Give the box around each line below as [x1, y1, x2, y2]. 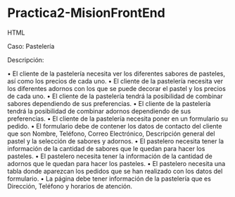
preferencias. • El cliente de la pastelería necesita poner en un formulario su [7, 114, 229, 123]
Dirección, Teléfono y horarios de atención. [7, 181, 132, 190]
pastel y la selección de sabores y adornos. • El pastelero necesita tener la [7, 136, 224, 145]
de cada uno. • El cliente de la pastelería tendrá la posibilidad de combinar [7, 92, 223, 100]
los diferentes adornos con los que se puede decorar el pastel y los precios [7, 84, 227, 92]
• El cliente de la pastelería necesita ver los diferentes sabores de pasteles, [7, 69, 226, 78]
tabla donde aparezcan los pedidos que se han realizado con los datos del [7, 167, 223, 175]
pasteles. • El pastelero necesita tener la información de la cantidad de [7, 152, 212, 160]
